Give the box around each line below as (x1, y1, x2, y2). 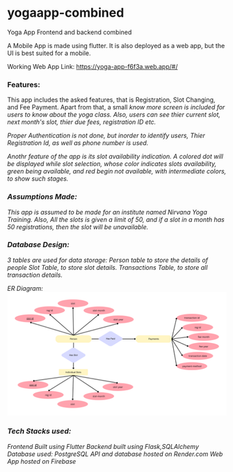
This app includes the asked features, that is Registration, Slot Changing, (7, 96, 216, 104)
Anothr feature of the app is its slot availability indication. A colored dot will (7, 152, 224, 161)
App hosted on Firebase (7, 457, 77, 465)
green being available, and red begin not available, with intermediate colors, (7, 167, 227, 176)
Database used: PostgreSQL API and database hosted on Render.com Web (7, 450, 223, 458)
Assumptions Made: (7, 192, 78, 201)
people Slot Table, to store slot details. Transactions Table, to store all (7, 263, 208, 271)
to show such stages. (7, 174, 69, 183)
